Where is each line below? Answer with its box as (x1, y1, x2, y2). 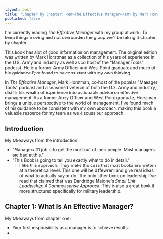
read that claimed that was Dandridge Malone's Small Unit (19, 178, 136, 184)
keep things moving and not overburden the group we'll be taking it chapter (5, 35, 156, 40)
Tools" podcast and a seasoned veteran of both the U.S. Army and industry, (5, 85, 156, 91)
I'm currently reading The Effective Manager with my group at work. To (5, 30, 147, 36)
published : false (5, 16, 40, 21)
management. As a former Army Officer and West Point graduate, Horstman (5, 95, 157, 101)
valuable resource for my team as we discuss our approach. (5, 110, 125, 116)
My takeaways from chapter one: (5, 215, 71, 221)
